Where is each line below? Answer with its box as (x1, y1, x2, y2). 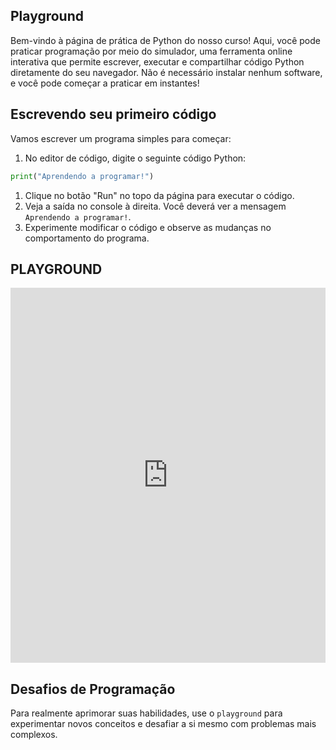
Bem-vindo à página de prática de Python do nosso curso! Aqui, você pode (10, 34, 321, 46)
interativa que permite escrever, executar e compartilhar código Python (10, 55, 305, 68)
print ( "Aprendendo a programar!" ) (10, 171, 155, 181)
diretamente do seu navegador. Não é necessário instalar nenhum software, (10, 66, 323, 78)
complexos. (10, 729, 58, 741)
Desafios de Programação (10, 680, 176, 698)
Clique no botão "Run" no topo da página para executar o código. (24, 189, 295, 201)
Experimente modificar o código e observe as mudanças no (24, 221, 272, 233)
